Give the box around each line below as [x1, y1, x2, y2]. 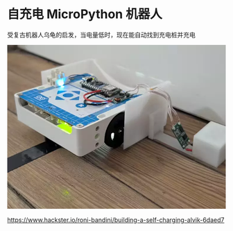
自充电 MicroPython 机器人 [7, 6, 163, 22]
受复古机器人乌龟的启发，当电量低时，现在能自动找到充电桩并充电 [7, 31, 196, 39]
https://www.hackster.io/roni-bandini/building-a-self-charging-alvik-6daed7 [7, 216, 225, 224]
